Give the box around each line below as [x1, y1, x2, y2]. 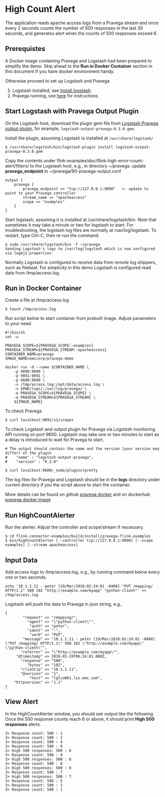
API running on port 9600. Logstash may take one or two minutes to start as [5, 432, 159, 438]
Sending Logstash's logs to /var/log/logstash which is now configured [5, 246, 155, 251]
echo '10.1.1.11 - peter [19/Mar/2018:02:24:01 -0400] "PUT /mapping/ [5, 584, 153, 589]
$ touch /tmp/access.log [5, 307, 56, 312]
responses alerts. [5, 721, 41, 727]
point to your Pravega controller [5, 190, 76, 196]
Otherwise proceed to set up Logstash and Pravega [5, 78, 110, 84]
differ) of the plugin [5, 451, 52, 456]
